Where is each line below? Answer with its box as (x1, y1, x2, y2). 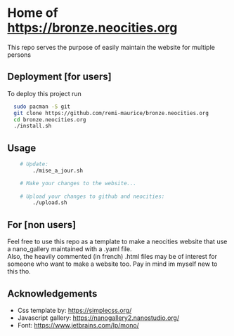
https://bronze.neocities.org (7, 20, 178, 36)
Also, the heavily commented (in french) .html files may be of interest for (7, 253, 218, 261)
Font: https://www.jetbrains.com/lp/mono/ (17, 321, 139, 329)
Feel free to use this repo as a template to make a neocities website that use (7, 237, 228, 246)
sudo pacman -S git (13, 103, 71, 110)
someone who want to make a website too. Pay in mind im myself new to (7, 260, 218, 268)
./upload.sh (32, 199, 68, 206)
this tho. (7, 267, 31, 276)
